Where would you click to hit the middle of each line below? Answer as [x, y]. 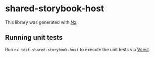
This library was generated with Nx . [41, 22]
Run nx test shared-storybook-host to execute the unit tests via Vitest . [77, 49]
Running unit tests [34, 38]
